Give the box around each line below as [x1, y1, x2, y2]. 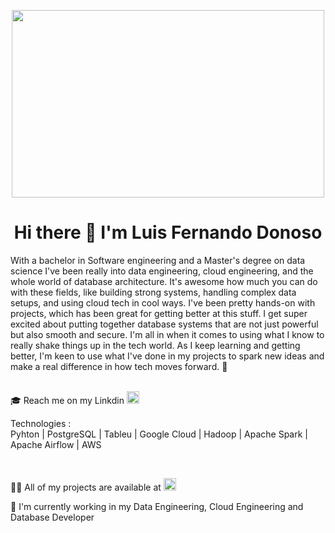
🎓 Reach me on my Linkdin [10, 394, 125, 406]
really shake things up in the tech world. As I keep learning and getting [10, 339, 301, 351]
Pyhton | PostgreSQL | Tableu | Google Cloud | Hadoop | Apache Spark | [10, 428, 308, 440]
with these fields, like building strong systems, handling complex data [10, 286, 297, 298]
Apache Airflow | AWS [10, 438, 102, 450]
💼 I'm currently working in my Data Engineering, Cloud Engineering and [10, 500, 304, 512]
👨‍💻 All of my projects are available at [10, 481, 162, 493]
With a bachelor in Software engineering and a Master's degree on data [10, 254, 306, 266]
